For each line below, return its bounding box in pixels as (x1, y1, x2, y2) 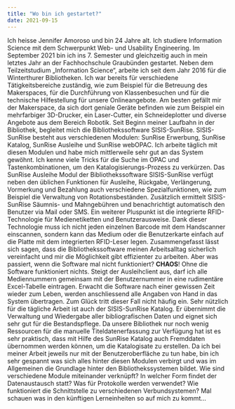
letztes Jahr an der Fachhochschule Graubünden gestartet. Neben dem (7, 58, 214, 67)
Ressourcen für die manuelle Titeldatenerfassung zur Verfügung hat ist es (7, 327, 221, 335)
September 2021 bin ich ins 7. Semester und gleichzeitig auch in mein (7, 51, 208, 60)
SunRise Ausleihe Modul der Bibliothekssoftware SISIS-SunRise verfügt (7, 170, 214, 179)
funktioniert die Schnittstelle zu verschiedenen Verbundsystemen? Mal (7, 387, 212, 395)
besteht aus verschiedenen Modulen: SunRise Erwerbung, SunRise (32, 133, 226, 141)
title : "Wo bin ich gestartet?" (7, 10, 102, 18)
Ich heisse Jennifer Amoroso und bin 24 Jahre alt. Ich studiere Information (7, 36, 222, 44)
